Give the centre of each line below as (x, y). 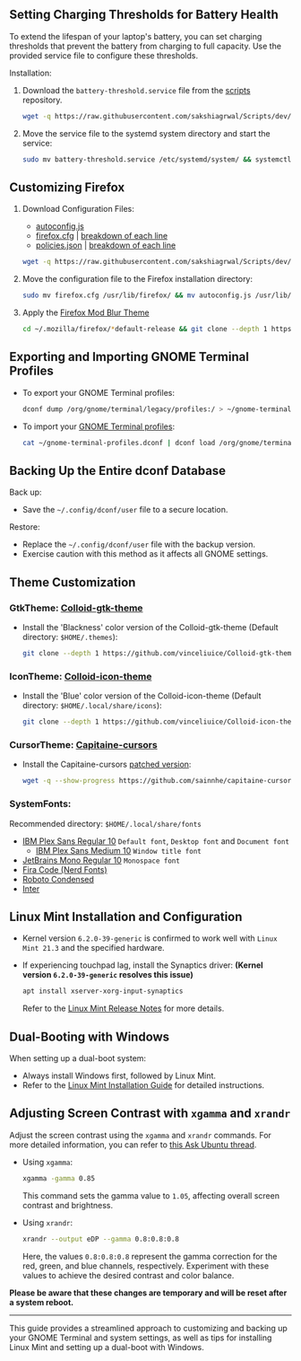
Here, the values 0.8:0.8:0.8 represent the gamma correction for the (150, 1256)
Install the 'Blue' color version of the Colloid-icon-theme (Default (142, 696)
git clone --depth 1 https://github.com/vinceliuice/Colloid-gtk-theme (159, 654)
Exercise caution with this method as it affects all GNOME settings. (145, 554)
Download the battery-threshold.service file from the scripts (136, 90)
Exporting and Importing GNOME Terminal (129, 357)
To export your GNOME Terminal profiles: (98, 392)
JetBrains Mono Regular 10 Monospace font (101, 860)
